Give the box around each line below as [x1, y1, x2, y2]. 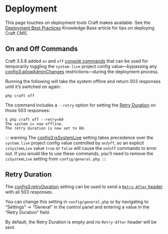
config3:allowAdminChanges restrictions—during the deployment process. [5, 68, 159, 74]
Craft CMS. [5, 30, 28, 36]
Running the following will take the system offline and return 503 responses [5, 78, 161, 84]
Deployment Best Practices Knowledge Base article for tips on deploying [5, 24, 155, 30]
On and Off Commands [5, 44, 78, 53]
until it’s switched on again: [5, 83, 61, 89]
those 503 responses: [5, 107, 50, 113]
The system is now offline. [5, 121, 64, 126]
